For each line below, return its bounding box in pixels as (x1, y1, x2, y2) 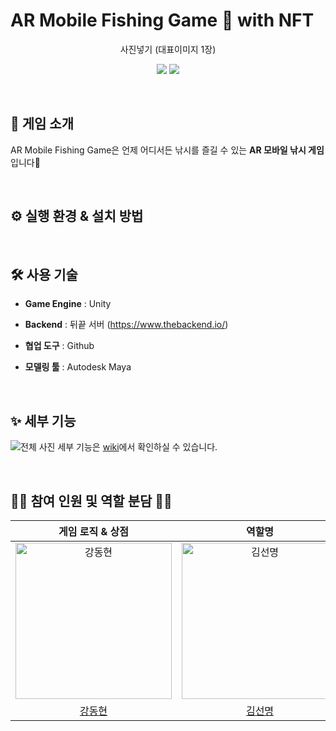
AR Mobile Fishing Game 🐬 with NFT (10, 9, 315, 32)
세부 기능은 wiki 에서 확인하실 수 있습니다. (57, 441, 218, 453)
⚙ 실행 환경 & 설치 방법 (10, 208, 144, 225)
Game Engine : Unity (24, 298, 112, 310)
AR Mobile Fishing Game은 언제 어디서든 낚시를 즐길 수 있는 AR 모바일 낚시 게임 (10, 144, 325, 156)
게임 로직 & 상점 (58, 525, 129, 538)
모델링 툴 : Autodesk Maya (24, 361, 132, 373)
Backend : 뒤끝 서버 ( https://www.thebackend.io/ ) (24, 319, 229, 331)
